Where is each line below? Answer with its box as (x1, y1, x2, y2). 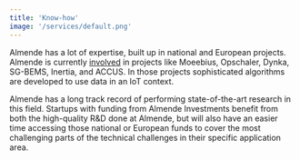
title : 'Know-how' (9, 13, 79, 23)
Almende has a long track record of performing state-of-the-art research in (9, 93, 292, 105)
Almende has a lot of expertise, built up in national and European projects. (9, 46, 286, 57)
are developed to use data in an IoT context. (9, 75, 175, 86)
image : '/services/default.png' (9, 22, 132, 31)
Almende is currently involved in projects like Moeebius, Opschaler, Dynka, (9, 56, 290, 67)
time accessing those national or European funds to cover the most (9, 122, 261, 133)
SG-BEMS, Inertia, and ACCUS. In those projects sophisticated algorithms (9, 65, 285, 77)
